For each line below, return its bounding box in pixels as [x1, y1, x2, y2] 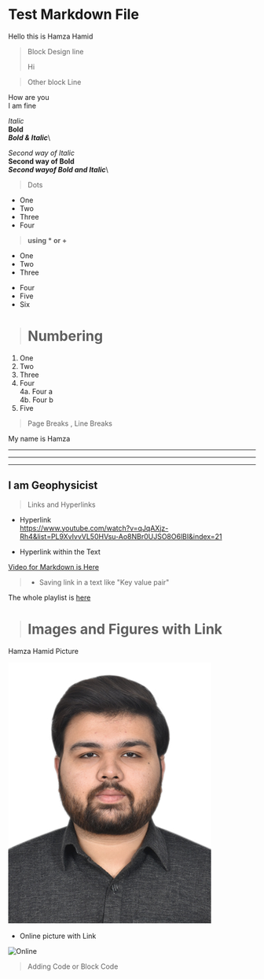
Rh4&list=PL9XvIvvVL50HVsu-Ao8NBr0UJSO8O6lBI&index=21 [19, 531, 222, 541]
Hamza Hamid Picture [8, 646, 79, 656]
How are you [8, 92, 49, 102]
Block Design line [27, 46, 84, 56]
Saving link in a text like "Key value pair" [38, 577, 170, 587]
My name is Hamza [8, 434, 71, 443]
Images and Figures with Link [27, 620, 222, 638]
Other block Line [27, 77, 82, 87]
